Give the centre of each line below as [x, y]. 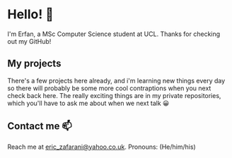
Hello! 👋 [31, 14]
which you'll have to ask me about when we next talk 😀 [88, 103]
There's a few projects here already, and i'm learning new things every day [116, 80]
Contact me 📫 [40, 126]
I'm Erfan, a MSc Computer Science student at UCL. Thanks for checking [114, 34]
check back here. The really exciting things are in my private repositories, [114, 95]
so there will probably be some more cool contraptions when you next [109, 88]
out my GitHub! [29, 41]
